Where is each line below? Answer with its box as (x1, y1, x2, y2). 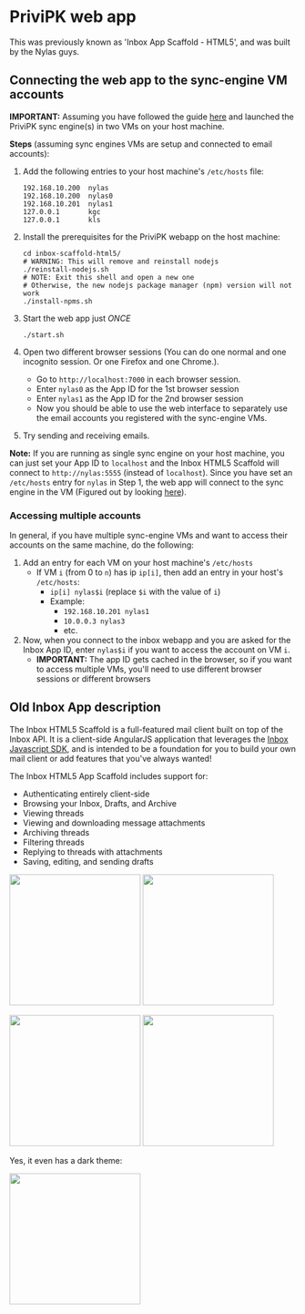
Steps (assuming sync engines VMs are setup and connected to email (9, 139, 273, 149)
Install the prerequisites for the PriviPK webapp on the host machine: (22, 231, 280, 242)
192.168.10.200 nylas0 (22, 191, 114, 200)
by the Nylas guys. (9, 46, 80, 56)
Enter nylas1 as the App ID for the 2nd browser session (36, 393, 244, 404)
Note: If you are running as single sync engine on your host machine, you (9, 447, 285, 458)
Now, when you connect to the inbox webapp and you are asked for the (22, 635, 291, 646)
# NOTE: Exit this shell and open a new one (22, 272, 195, 282)
